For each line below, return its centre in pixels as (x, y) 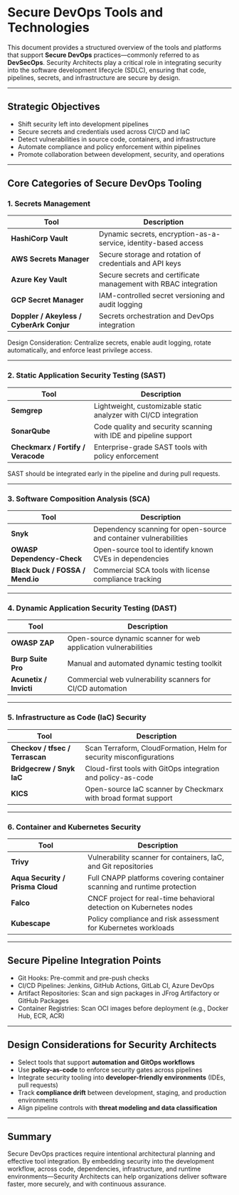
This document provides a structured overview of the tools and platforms (115, 47)
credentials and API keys (140, 263)
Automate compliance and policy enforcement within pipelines (109, 146)
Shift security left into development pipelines (83, 124)
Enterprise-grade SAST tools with (150, 447)
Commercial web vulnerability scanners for (139, 680)
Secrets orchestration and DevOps (156, 316)
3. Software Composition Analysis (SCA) (79, 499)
